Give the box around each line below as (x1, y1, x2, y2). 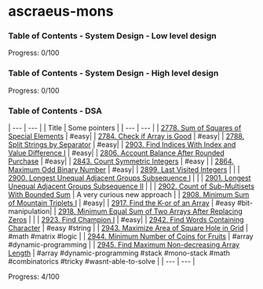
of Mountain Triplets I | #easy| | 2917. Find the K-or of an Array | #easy (8, 199, 236, 208)
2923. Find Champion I (41, 215, 115, 225)
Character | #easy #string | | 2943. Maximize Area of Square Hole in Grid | (8, 223, 249, 233)
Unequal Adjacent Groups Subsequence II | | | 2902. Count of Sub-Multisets (8, 181, 255, 191)
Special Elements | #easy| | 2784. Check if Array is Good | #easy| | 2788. (8, 132, 245, 141)
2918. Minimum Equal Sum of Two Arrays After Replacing (57, 207, 243, 216)
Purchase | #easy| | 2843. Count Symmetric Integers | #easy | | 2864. (8, 156, 234, 166)
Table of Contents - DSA (8, 105, 103, 116)
